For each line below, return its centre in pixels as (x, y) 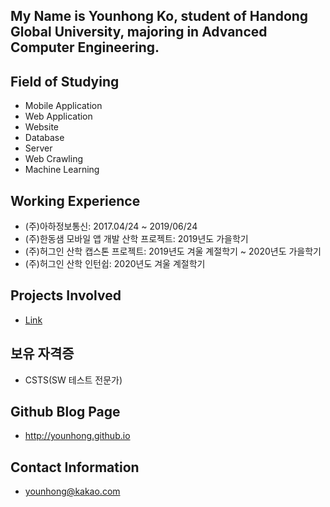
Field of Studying (65, 81)
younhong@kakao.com (72, 491)
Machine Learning (62, 170)
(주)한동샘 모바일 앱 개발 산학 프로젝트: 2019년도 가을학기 (136, 239)
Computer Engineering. (85, 47)
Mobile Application (63, 106)
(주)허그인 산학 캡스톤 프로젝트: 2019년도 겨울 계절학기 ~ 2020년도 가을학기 (173, 251)
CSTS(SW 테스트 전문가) (73, 380)
